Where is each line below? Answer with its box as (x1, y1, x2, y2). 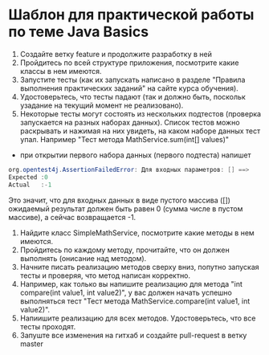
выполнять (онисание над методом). (19, 253, 147, 263)
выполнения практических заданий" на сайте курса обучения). (19, 83, 238, 93)
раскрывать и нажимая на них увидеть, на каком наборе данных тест (19, 126, 261, 136)
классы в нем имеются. (19, 66, 102, 75)
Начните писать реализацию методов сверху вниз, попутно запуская (19, 262, 259, 271)
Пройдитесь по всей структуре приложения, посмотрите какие (19, 58, 239, 67)
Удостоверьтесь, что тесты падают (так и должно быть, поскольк (19, 92, 247, 101)
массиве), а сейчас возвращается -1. (8, 212, 137, 222)
